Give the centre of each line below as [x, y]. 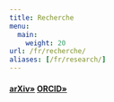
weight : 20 [46, 43]
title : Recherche [42, 18]
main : [28, 34]
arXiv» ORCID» [38, 88]
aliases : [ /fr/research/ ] [57, 60]
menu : [19, 26]
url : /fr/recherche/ [48, 51]
